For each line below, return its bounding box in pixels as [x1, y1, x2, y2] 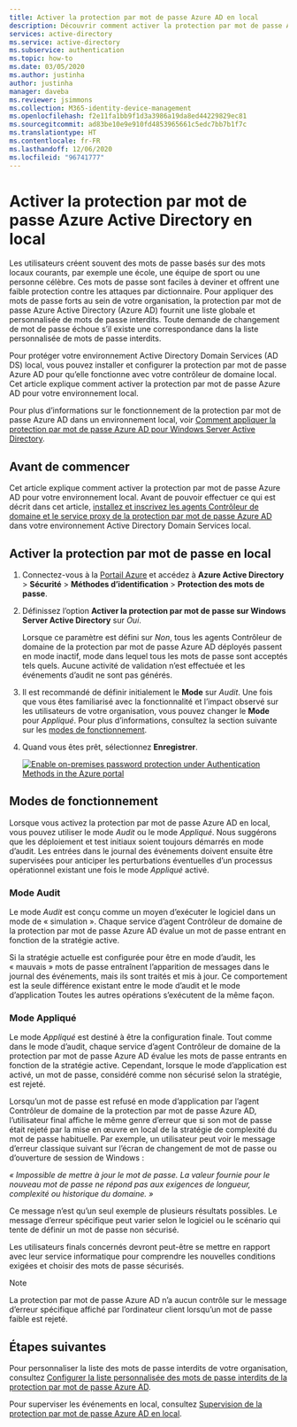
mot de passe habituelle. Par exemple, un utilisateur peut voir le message [9, 1134, 276, 1144]
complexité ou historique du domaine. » [9, 1189, 154, 1199]
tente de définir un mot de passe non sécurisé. [9, 1224, 179, 1236]
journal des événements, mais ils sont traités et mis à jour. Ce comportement [9, 971, 288, 981]
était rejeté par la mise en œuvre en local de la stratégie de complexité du [9, 1124, 278, 1135]
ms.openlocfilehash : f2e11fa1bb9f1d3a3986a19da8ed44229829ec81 [9, 112, 247, 120]
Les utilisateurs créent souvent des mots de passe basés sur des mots [9, 258, 266, 268]
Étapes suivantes [9, 1339, 107, 1354]
